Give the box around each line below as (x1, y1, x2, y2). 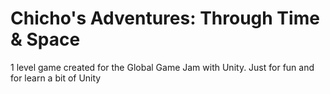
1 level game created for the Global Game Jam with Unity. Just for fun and (10, 61, 315, 73)
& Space (10, 28, 81, 51)
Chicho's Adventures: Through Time (10, 7, 320, 30)
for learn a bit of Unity (10, 72, 102, 84)
